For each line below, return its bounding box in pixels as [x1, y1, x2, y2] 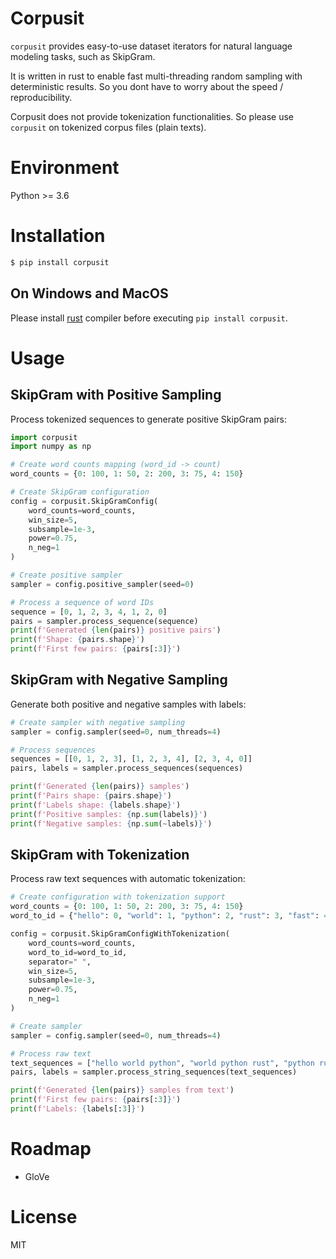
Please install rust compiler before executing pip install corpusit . [10, 312, 288, 324]
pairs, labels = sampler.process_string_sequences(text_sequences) [10, 1067, 298, 1077]
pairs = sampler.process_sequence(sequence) [10, 616, 199, 626]
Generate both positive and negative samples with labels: [10, 698, 247, 710]
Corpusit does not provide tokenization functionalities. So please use [10, 110, 295, 122]
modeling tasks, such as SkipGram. [10, 50, 156, 62]
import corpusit [10, 432, 78, 442]
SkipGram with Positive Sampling [10, 387, 222, 404]
